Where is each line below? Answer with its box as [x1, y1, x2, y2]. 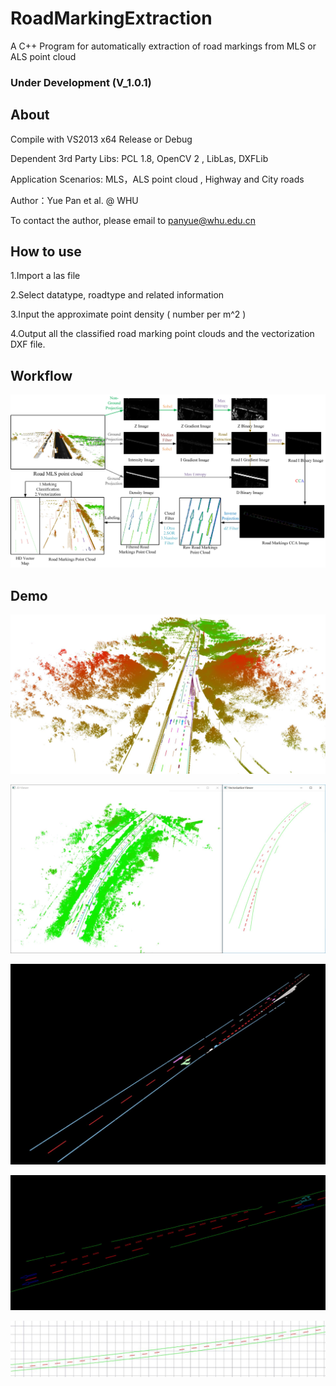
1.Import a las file [10, 270, 81, 282]
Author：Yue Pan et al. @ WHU [10, 194, 139, 206]
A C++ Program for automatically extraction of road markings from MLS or [10, 40, 317, 52]
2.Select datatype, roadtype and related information [10, 289, 225, 301]
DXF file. [10, 338, 46, 351]
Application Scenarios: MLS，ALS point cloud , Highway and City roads [10, 173, 305, 185]
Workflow [10, 367, 73, 384]
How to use [10, 243, 82, 261]
